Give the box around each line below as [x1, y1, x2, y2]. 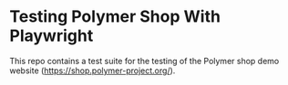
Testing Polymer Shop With [9, 6, 221, 27]
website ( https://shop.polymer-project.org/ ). [9, 65, 176, 76]
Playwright [9, 25, 94, 46]
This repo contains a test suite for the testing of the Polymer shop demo [9, 55, 280, 66]
